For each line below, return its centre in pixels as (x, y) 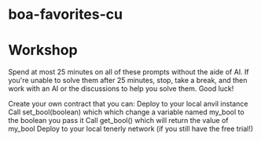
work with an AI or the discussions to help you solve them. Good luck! (121, 89)
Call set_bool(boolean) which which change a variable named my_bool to (127, 112)
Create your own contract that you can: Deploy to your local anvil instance (128, 104)
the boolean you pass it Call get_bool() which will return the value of (118, 121)
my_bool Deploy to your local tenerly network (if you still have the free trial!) (131, 129)
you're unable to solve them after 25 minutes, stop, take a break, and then (128, 81)
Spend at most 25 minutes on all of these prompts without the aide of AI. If (129, 72)
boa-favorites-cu (66, 14)
